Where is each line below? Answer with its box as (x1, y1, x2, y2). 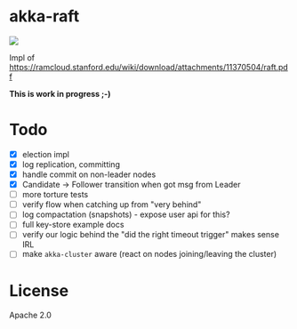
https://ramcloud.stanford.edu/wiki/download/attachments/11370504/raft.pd (9, 61, 289, 72)
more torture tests (21, 189, 89, 200)
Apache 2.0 (9, 309, 52, 321)
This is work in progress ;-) (9, 88, 111, 99)
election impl (21, 148, 69, 159)
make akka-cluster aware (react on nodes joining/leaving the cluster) (21, 249, 277, 260)
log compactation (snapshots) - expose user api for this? (21, 209, 230, 220)
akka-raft (9, 6, 80, 27)
